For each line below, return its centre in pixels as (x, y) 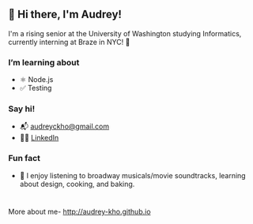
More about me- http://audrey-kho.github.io (80, 211)
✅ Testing (36, 88)
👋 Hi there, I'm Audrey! (65, 15)
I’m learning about (44, 62)
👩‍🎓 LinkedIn (39, 138)
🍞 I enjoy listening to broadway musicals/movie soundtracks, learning (133, 175)
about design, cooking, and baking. (77, 184)
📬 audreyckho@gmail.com (64, 126)
